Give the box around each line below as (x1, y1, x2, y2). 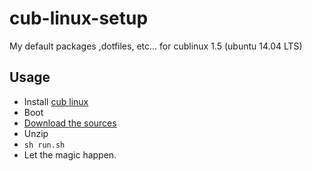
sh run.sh (23, 140, 66, 150)
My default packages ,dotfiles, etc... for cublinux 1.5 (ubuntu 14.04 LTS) (9, 40, 303, 52)
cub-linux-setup (9, 7, 149, 30)
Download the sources (23, 117, 117, 129)
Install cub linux (23, 95, 89, 107)
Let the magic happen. (23, 148, 117, 161)
